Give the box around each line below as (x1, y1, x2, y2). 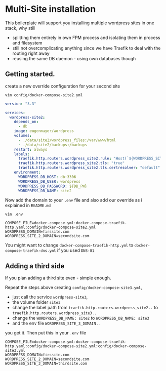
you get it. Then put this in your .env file (5, 330, 86, 336)
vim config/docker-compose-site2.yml (5, 92, 83, 97)
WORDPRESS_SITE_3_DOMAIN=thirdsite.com (5, 361, 87, 366)
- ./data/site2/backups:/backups (18, 142, 87, 147)
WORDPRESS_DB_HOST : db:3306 (18, 174, 77, 179)
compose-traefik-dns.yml (5, 248, 56, 253)
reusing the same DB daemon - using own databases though (12, 55, 136, 61)
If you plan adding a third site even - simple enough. (5, 275, 111, 281)
